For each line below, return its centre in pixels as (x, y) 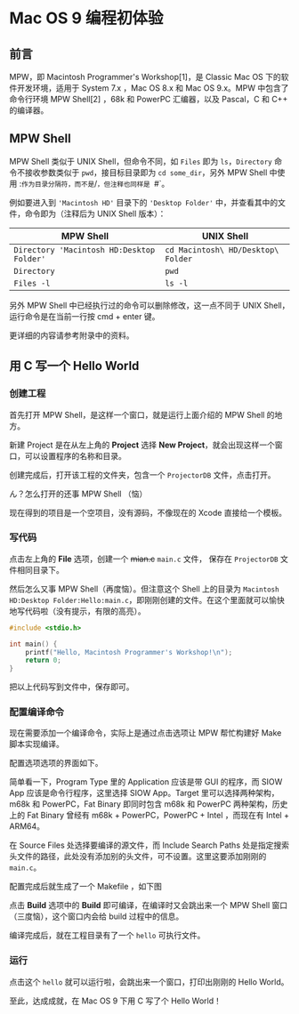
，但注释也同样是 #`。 (133, 183)
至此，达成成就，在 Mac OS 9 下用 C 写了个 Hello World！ (116, 1001)
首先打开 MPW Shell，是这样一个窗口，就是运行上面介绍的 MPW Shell (137, 414)
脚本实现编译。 (36, 744)
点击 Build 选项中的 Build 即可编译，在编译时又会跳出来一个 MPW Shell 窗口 (148, 905)
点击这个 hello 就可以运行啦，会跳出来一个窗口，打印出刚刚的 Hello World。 (149, 982)
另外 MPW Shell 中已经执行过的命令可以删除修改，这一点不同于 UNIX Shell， (149, 305)
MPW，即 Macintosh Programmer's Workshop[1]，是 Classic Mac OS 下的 (145, 77)
